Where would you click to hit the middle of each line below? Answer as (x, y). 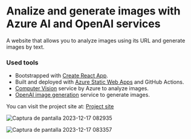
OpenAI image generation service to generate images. (82, 95)
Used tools (22, 63)
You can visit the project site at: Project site (60, 107)
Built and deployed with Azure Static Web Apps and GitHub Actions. (99, 82)
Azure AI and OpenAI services (83, 24)
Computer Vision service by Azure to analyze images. (82, 88)
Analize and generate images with (93, 11)
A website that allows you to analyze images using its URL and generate (96, 40)
